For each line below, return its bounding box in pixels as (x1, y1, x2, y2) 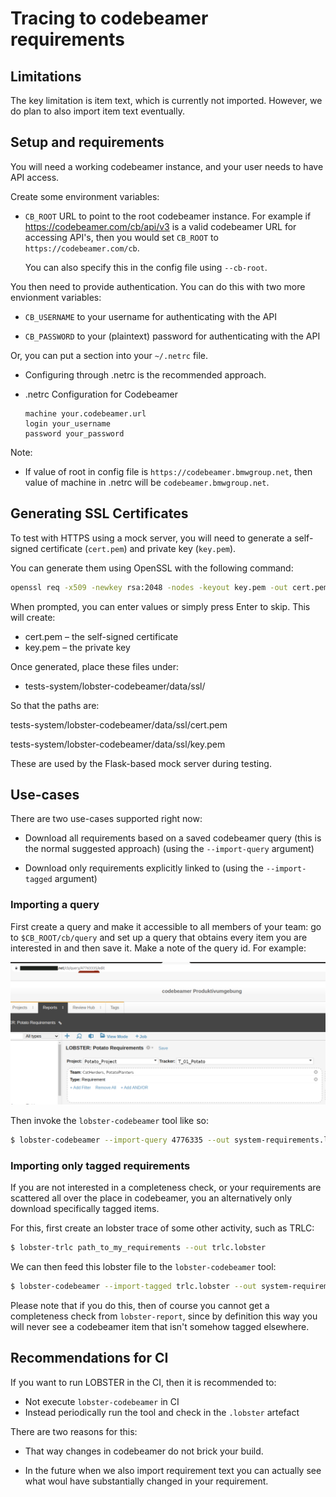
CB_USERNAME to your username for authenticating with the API (24, 310, 278, 322)
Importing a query (10, 898, 100, 912)
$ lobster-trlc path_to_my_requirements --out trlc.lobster (10, 1243, 267, 1253)
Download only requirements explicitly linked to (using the (24, 862, 265, 874)
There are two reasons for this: (10, 1425, 138, 1437)
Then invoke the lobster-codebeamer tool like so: (10, 1114, 209, 1126)
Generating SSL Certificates (10, 505, 189, 522)
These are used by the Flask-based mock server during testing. (10, 757, 272, 769)
